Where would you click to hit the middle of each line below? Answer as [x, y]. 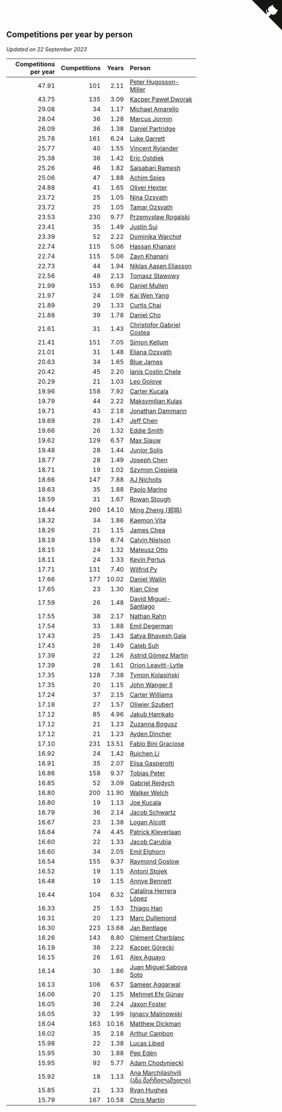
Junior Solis [146, 450]
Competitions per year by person [70, 35]
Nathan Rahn [148, 616]
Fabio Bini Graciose [157, 744]
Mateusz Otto [149, 549]
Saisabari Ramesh [155, 168]
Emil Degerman [151, 626]
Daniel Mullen [149, 286]
